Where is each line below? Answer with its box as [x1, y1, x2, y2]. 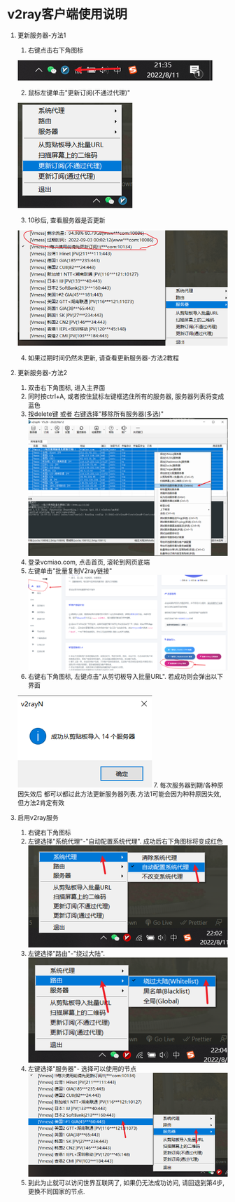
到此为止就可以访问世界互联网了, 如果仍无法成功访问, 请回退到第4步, [27, 1178, 225, 1187]
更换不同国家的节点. [27, 1187, 85, 1196]
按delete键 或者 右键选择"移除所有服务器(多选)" [27, 410, 164, 418]
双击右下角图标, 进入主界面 [27, 384, 106, 392]
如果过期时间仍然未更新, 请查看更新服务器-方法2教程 [27, 353, 180, 362]
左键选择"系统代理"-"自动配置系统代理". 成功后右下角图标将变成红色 [27, 837, 223, 845]
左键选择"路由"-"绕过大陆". [27, 949, 106, 957]
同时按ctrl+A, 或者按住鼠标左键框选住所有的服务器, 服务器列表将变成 [27, 392, 225, 400]
